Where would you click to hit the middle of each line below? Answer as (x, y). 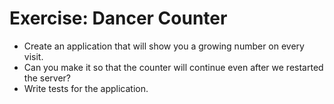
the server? (47, 78)
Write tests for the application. (86, 88)
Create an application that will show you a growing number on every (164, 46)
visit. (33, 56)
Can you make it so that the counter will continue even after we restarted (173, 67)
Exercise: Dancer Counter (118, 18)
